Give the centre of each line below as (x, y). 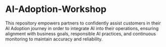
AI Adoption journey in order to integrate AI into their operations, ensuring (82, 28)
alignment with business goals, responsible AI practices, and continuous (80, 33)
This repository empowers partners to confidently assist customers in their (83, 23)
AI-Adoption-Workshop (56, 9)
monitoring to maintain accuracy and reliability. (54, 39)
